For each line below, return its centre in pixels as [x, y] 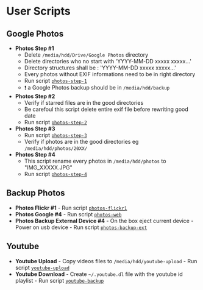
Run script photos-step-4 [55, 174]
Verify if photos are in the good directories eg [81, 142]
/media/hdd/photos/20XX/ [56, 149]
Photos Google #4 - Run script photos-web [68, 214]
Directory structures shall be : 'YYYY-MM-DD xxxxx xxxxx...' [100, 68]
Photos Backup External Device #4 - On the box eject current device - [104, 221]
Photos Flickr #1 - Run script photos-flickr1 [71, 208]
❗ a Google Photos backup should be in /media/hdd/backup [97, 87]
